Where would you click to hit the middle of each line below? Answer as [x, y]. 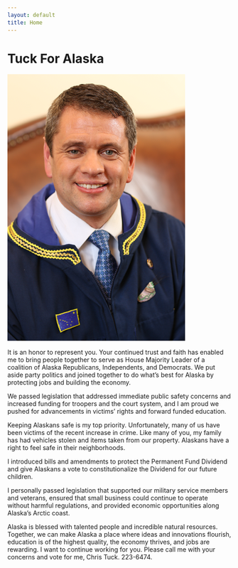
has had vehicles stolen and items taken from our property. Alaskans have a [118, 440]
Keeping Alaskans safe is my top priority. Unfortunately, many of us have [114, 425]
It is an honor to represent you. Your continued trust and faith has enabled [115, 353]
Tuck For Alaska [56, 59]
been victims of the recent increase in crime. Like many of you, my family [114, 433]
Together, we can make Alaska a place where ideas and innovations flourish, [119, 535]
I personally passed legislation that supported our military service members [118, 491]
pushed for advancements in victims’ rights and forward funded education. [117, 412]
